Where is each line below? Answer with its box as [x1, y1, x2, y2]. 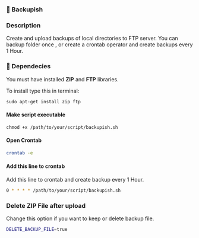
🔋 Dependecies [6, 62, 51, 71]
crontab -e [6, 150, 33, 156]
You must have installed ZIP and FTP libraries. [6, 75, 119, 82]
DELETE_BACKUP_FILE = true [6, 227, 68, 233]
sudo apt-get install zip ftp [6, 99, 81, 104]
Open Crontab [6, 137, 42, 144]
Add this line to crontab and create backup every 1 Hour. [6, 176, 144, 183]
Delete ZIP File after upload [6, 201, 86, 210]
